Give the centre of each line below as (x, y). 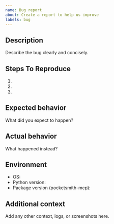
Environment (26, 165)
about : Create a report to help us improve (52, 15)
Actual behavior (31, 136)
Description (24, 40)
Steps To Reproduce (38, 69)
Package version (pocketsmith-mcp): (51, 188)
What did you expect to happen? (39, 120)
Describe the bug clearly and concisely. (47, 53)
